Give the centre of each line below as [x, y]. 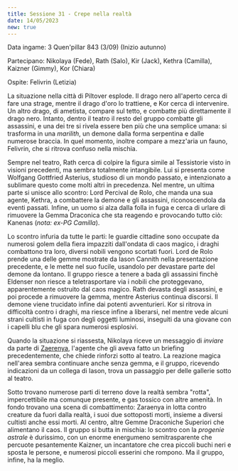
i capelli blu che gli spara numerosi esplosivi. [73, 327]
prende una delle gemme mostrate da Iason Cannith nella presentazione [113, 259]
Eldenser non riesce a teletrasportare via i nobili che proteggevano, [106, 282]
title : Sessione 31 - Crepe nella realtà [70, 14]
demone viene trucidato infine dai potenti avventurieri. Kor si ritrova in [109, 304]
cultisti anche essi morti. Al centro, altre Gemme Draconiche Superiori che [116, 422]
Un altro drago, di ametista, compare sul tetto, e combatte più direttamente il [119, 111]
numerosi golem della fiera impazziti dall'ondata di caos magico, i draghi [113, 244]
